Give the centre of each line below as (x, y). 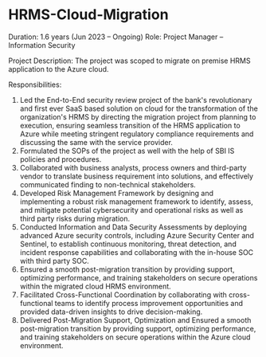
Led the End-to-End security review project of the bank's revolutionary (136, 100)
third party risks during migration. (74, 218)
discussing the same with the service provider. (96, 142)
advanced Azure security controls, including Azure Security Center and (137, 235)
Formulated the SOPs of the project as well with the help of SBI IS (127, 151)
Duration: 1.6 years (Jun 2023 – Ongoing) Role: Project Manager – (116, 37)
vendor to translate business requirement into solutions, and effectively (136, 176)
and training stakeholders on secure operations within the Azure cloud (135, 337)
